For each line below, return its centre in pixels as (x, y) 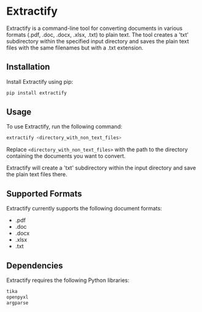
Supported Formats (44, 194)
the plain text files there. (37, 174)
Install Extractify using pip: (40, 81)
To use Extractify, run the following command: (64, 127)
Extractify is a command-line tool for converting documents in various (94, 28)
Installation (28, 67)
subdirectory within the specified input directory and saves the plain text (98, 41)
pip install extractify (37, 93)
